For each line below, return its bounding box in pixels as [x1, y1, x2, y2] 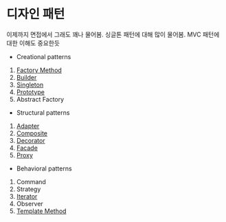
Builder [16, 73, 37, 81]
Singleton [16, 80, 44, 89]
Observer [16, 199, 44, 208]
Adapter [16, 122, 40, 130]
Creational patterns [16, 52, 71, 60]
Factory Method [16, 66, 63, 74]
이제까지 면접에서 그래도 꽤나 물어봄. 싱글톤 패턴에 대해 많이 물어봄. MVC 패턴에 [6, 30, 220, 38]
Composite [16, 129, 48, 137]
